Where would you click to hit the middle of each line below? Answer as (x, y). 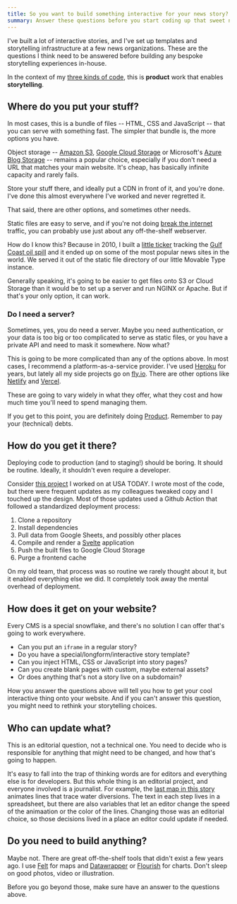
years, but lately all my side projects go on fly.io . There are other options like (118, 373)
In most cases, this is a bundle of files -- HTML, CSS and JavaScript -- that (116, 124)
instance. (21, 267)
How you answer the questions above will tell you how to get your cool (110, 691)
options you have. (33, 139)
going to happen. (32, 760)
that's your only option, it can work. (59, 296)
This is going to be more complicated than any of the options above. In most (118, 359)
